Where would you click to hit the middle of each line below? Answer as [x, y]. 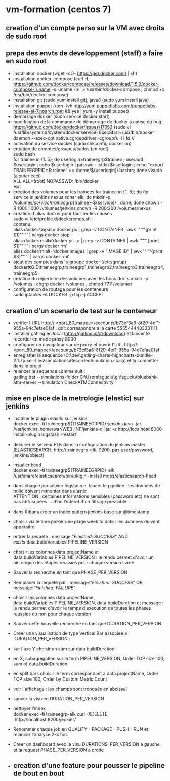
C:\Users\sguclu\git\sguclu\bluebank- [119, 377]
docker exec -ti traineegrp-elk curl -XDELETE [60, 714]
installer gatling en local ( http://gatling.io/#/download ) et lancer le [81, 334]
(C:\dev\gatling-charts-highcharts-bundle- [108, 355]
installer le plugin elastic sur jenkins [50, 418]
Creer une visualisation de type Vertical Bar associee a [70, 633]
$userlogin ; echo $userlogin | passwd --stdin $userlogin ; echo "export [88, 165]
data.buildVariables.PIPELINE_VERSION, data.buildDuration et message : [88, 603]
